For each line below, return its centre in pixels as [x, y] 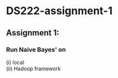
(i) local [15, 62]
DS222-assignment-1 [59, 11]
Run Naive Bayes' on [36, 50]
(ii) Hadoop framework [33, 69]
